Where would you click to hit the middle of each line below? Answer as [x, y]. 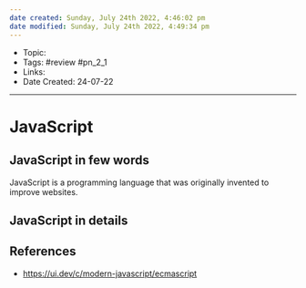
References [43, 252]
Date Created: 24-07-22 [68, 81]
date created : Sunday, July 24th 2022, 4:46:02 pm [107, 18]
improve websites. [44, 191]
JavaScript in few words [80, 160]
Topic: [35, 52]
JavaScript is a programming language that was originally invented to [139, 182]
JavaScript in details [69, 220]
